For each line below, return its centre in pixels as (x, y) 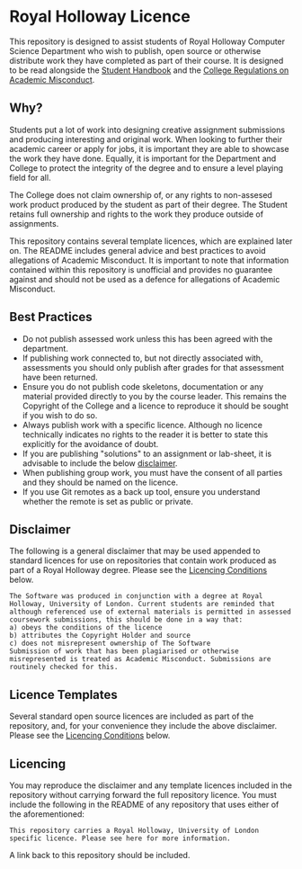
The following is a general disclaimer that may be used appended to (135, 551)
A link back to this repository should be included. (100, 855)
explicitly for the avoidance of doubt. (90, 443)
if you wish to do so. (60, 415)
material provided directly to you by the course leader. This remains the (155, 396)
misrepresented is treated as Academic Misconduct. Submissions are (140, 659)
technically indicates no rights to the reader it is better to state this (145, 434)
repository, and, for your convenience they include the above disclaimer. (143, 726)
